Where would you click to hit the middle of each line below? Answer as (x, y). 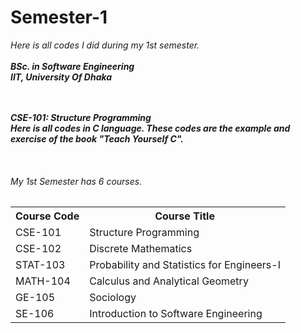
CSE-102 (38, 249)
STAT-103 (40, 265)
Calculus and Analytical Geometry (169, 281)
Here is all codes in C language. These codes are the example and (150, 128)
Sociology (113, 298)
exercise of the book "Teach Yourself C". (97, 138)
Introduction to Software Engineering (176, 314)
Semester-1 (59, 17)
